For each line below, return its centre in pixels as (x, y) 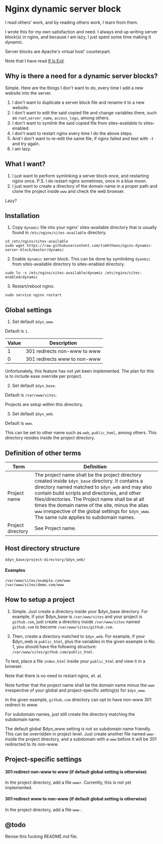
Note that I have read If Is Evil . (35, 61)
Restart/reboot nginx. (33, 286)
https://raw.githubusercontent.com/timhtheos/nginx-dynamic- (90, 246)
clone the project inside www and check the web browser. (68, 191)
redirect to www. (22, 705)
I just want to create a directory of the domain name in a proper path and (85, 186)
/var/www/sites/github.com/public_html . (53, 651)
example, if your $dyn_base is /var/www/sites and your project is (77, 617)
